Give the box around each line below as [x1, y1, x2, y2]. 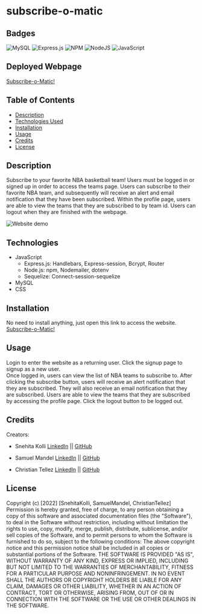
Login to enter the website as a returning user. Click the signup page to [6, 359, 183, 366]
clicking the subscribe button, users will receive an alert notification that [6, 378, 186, 385]
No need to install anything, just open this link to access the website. [6, 319, 177, 327]
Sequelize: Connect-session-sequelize [24, 273, 121, 280]
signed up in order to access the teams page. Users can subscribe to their [6, 183, 191, 190]
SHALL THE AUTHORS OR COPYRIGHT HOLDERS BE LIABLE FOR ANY [6, 576, 182, 583]
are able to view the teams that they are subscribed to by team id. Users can [6, 202, 196, 209]
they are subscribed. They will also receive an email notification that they [6, 384, 188, 392]
